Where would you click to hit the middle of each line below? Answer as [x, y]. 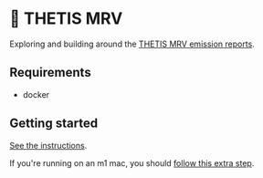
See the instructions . [48, 145]
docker [36, 94]
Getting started [54, 124]
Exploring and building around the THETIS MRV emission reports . [132, 44]
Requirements [50, 73]
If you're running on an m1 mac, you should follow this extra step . [132, 162]
